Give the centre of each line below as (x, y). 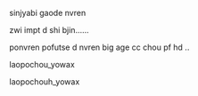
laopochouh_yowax (45, 82)
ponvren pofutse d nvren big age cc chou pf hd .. (99, 47)
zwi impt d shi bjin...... (49, 30)
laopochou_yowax (42, 64)
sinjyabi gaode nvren (48, 13)
